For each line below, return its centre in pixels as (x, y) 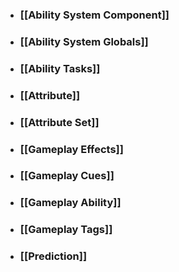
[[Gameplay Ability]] (70, 203)
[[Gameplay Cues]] (67, 176)
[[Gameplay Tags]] (66, 230)
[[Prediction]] (53, 256)
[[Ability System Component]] (94, 15)
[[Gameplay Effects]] (71, 149)
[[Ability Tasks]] (60, 68)
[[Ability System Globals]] (84, 41)
